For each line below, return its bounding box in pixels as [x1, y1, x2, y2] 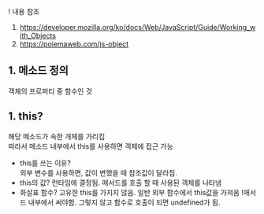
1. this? [8, 109, 43, 124]
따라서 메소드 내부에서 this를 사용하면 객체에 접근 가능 [8, 141, 173, 151]
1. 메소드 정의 [8, 64, 69, 77]
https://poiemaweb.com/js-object [19, 39, 128, 49]
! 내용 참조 [8, 7, 40, 16]
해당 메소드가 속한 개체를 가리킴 [8, 131, 106, 141]
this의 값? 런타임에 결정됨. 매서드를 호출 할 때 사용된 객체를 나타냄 [19, 178, 222, 187]
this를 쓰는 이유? [19, 158, 71, 168]
